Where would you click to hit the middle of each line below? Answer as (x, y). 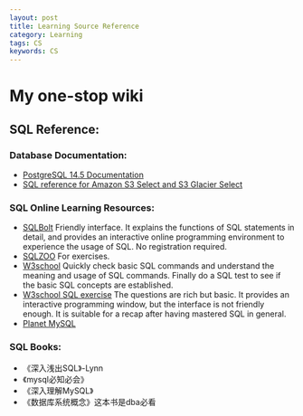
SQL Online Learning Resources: (82, 207)
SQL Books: (35, 347)
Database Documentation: (68, 155)
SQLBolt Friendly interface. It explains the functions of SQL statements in (158, 228)
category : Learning (46, 34)
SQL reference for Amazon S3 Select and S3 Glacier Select (133, 184)
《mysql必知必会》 (55, 379)
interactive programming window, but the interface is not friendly (143, 305)
